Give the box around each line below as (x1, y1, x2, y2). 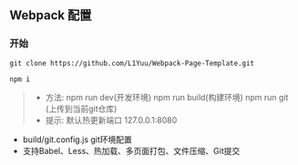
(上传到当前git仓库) (45, 103, 118, 114)
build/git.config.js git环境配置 (22, 134, 132, 145)
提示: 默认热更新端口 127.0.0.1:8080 (45, 114, 178, 125)
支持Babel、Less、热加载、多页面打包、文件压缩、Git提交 (22, 145, 241, 156)
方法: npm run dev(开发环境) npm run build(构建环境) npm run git (45, 91, 289, 102)
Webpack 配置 (9, 7, 92, 24)
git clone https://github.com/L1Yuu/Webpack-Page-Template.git (9, 58, 255, 67)
